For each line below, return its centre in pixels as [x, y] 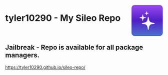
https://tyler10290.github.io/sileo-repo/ [45, 67]
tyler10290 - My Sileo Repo [63, 18]
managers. [22, 55]
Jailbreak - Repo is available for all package [74, 47]
